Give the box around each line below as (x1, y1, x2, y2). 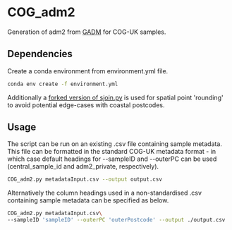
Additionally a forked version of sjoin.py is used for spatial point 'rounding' (7, 93, 224, 102)
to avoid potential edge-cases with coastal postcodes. (7, 100, 165, 109)
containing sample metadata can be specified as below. (7, 196, 169, 205)
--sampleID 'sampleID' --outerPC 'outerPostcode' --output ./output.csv (7, 217, 226, 224)
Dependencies (7, 48, 73, 60)
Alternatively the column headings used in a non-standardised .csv (7, 188, 202, 198)
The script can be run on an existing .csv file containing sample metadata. (7, 140, 222, 148)
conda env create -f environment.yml (7, 80, 118, 87)
